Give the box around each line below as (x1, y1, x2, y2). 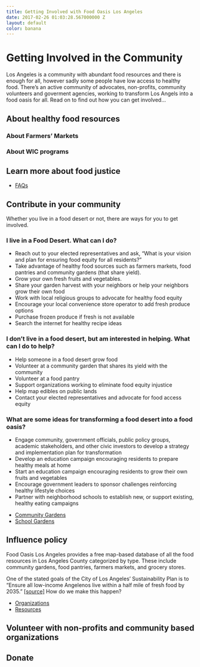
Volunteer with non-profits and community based (6, 623, 195, 634)
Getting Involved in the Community (6, 51, 183, 65)
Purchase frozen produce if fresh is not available (14, 313, 135, 320)
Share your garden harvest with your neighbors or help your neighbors (14, 282, 189, 289)
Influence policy (6, 535, 67, 545)
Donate (6, 653, 34, 663)
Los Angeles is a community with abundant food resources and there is (6, 71, 181, 78)
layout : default (6, 20, 47, 26)
